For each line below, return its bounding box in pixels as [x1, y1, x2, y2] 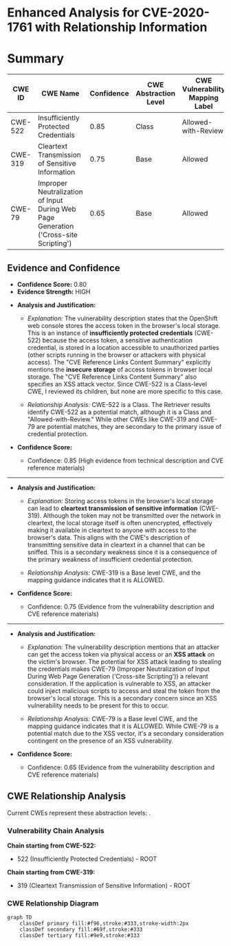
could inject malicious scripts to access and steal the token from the [27, 686, 221, 695]
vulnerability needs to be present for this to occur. [27, 701, 169, 709]
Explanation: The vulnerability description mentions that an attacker [27, 643, 220, 651]
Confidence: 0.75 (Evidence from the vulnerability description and [27, 602, 214, 610]
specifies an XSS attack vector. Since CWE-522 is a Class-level [27, 379, 208, 388]
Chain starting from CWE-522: [7, 841, 96, 850]
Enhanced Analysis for [7, 5, 140, 21]
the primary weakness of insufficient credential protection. [27, 555, 194, 563]
